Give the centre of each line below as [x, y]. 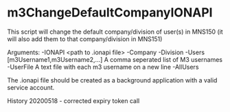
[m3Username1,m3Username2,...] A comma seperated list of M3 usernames [115, 59]
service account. [31, 87]
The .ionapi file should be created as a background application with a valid [112, 80]
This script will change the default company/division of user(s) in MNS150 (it [115, 32]
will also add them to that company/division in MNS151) [85, 38]
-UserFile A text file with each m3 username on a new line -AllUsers [103, 67]
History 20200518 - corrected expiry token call [73, 100]
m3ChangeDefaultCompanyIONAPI [110, 13]
